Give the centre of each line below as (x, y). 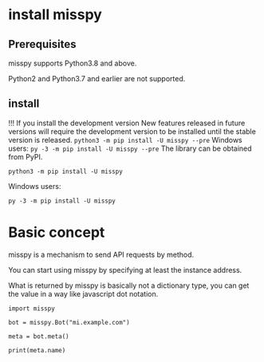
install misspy (55, 15)
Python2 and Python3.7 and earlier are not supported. (97, 79)
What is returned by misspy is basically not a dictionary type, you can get (129, 285)
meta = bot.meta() (39, 336)
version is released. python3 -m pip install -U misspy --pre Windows (125, 140)
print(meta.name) (37, 350)
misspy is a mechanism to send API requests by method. (101, 254)
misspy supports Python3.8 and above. (73, 63)
